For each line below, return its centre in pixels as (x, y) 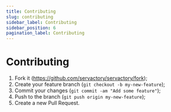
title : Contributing (31, 11)
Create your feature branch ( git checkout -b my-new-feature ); (90, 85)
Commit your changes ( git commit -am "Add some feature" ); (88, 90)
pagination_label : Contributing (45, 33)
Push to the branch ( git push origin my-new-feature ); (80, 97)
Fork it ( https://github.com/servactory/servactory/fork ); (81, 78)
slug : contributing (30, 17)
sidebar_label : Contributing (41, 22)
